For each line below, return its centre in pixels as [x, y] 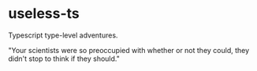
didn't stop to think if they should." [64, 59]
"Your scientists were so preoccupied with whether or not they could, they [129, 50]
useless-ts [44, 14]
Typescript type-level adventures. [63, 35]
